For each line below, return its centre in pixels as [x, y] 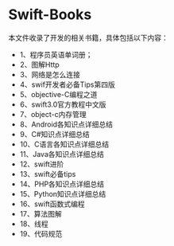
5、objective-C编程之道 [58, 94]
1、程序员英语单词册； [56, 54]
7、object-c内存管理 [53, 114]
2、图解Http [39, 64]
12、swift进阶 [42, 164]
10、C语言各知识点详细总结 [64, 144]
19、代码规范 [41, 233]
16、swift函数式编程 [52, 204]
